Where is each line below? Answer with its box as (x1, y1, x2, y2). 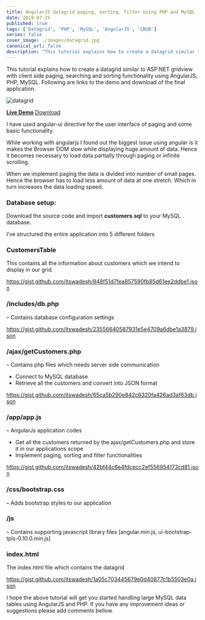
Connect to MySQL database (15, 373, 88, 380)
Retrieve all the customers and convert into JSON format (15, 379, 157, 387)
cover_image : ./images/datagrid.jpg (6, 37, 99, 43)
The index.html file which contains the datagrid (6, 564, 125, 571)
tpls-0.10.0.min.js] (6, 534, 51, 542)
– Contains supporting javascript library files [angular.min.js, (6, 528, 157, 535)
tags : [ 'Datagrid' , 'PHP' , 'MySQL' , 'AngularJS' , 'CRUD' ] (6, 26, 157, 32)
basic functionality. (6, 126, 54, 134)
